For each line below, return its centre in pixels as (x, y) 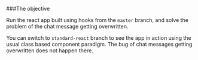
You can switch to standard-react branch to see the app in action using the (99, 38)
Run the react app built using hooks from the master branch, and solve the (97, 20)
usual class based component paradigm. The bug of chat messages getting (99, 44)
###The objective (28, 9)
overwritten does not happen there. (50, 50)
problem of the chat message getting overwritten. (67, 26)
